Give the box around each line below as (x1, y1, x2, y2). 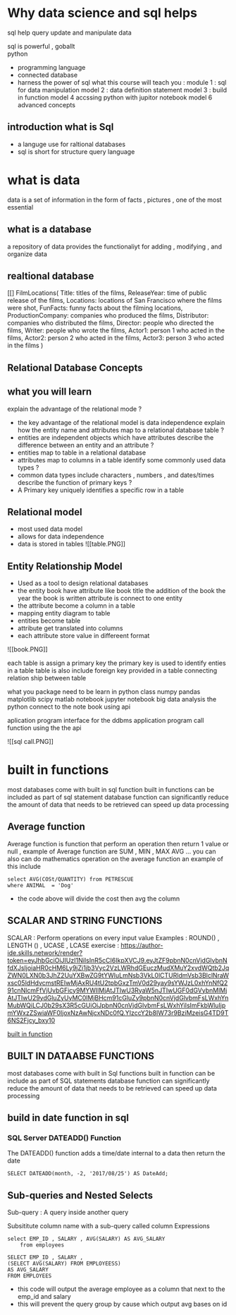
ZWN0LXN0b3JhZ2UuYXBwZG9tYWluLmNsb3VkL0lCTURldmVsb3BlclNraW (7, 971, 230, 979)
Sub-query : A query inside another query (7, 1208, 129, 1217)
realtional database (7, 270, 94, 282)
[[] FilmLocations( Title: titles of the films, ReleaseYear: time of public (7, 289, 207, 297)
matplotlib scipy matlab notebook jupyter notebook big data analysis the (7, 695, 217, 704)
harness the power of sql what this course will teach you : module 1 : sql (17, 78, 227, 86)
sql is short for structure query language (17, 147, 135, 156)
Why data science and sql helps (7, 5, 197, 21)
